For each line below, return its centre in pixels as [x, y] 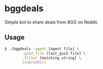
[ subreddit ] [34, 62]
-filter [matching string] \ [52, 58]
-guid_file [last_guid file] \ [54, 53]
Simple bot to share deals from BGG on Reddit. [51, 22]
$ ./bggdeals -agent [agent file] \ [42, 49]
